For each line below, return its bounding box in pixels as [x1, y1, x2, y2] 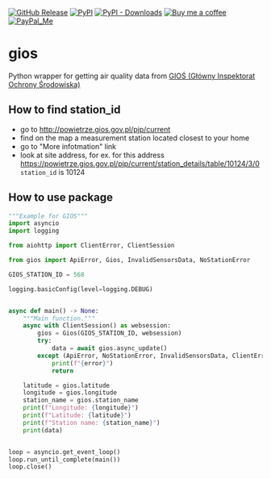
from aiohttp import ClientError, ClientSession [8, 242, 175, 250]
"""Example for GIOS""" [8, 212, 89, 220]
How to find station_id [8, 103, 121, 117]
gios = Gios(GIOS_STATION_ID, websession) [37, 329, 182, 338]
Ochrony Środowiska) [8, 79, 81, 89]
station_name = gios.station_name [23, 396, 139, 405]
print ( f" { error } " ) [51, 359, 114, 367]
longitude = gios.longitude [23, 389, 117, 397]
